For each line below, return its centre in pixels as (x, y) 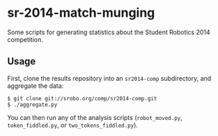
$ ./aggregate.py (32, 105)
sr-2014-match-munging (81, 13)
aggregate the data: (36, 86)
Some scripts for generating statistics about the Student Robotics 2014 (109, 32)
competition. (25, 39)
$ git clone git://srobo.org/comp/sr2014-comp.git (82, 98)
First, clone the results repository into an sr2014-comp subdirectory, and (109, 78)
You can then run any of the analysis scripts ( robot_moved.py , (95, 117)
